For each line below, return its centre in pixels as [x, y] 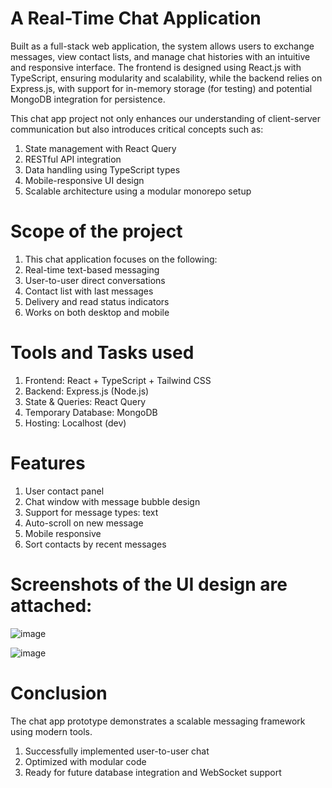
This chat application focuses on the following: [121, 259]
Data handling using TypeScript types [102, 169]
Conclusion [59, 693]
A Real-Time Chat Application [136, 18]
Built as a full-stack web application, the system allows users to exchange [162, 46]
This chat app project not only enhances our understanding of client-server [166, 118]
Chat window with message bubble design [112, 501]
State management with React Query [100, 148]
